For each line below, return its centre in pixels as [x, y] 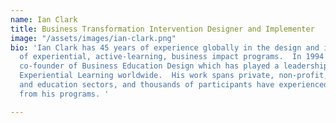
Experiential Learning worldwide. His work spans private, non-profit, [174, 76]
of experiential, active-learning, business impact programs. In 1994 [172, 57]
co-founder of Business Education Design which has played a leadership [174, 66]
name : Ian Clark [44, 19]
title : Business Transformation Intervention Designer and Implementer [162, 29]
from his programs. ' [64, 94]
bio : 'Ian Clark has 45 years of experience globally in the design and [165, 47]
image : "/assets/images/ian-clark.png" [93, 38]
